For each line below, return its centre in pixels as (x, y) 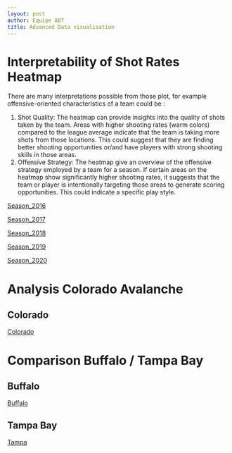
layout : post (26, 14)
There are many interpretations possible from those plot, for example (107, 97)
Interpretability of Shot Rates (94, 62)
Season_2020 (27, 261)
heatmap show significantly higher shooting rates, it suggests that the (118, 178)
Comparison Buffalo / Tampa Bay (105, 360)
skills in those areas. (47, 155)
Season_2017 (26, 220)
